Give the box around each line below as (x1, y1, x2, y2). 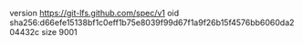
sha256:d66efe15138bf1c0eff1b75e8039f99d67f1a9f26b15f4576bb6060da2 (9, 17, 295, 28)
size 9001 (41, 27, 78, 37)
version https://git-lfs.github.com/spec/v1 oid (9, 8, 180, 18)
